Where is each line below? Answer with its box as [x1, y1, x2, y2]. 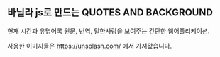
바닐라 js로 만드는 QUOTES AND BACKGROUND [7, 6, 213, 19]
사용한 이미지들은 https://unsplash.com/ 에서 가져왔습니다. [7, 42, 172, 50]
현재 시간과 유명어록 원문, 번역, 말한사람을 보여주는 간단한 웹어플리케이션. [7, 27, 210, 35]
